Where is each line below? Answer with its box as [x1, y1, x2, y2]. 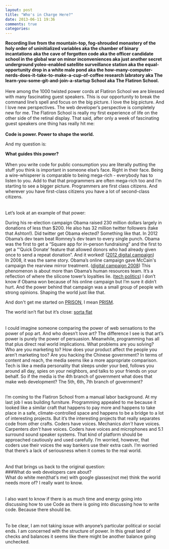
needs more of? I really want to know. [5, 480, 83, 486]
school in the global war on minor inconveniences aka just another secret [5, 56, 162, 62]
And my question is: [5, 141, 47, 147]
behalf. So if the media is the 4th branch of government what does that [5, 373, 153, 379]
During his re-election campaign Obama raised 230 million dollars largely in [5, 220, 162, 226]
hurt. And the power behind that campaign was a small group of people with [5, 284, 163, 290]
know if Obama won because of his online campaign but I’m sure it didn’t [5, 279, 157, 285]
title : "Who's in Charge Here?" [5, 12, 73, 17]
